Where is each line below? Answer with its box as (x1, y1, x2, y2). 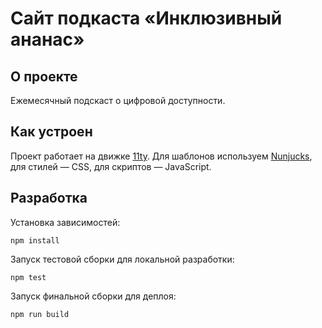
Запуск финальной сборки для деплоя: (10, 290, 177, 302)
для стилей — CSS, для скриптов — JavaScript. (10, 160, 212, 172)
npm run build (10, 309, 70, 319)
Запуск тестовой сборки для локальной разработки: (10, 253, 235, 265)
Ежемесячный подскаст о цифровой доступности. (10, 95, 226, 106)
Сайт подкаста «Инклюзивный (10, 7, 283, 30)
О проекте (10, 68, 78, 85)
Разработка (10, 190, 88, 207)
